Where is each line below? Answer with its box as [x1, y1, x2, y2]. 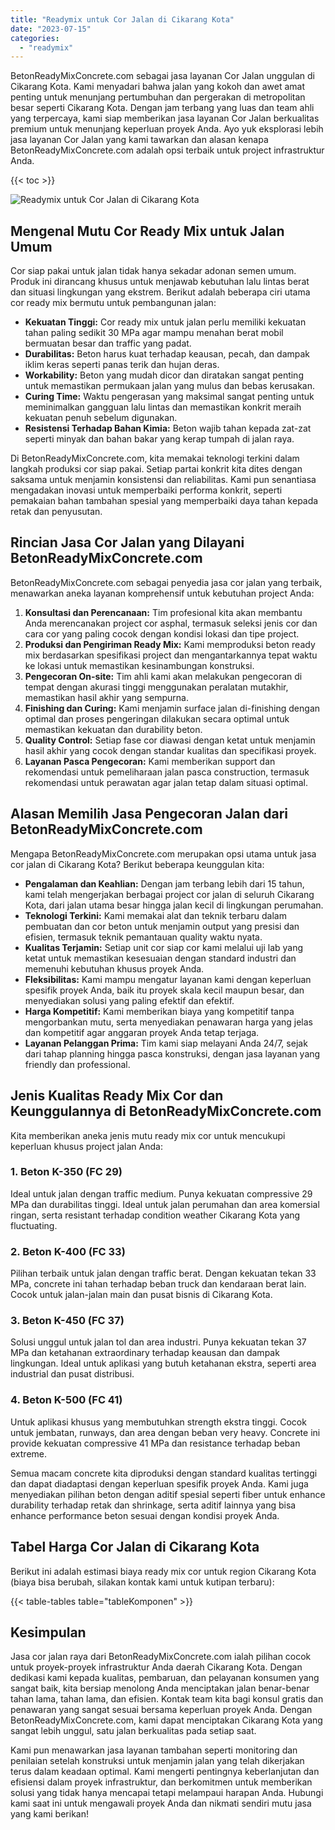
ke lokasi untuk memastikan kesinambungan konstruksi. [24, 659, 255, 671]
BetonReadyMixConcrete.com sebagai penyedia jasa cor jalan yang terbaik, [10, 576, 323, 588]
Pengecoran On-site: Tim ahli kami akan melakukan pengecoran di [24, 670, 303, 682]
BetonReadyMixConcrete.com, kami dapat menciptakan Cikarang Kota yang [10, 1714, 323, 1726]
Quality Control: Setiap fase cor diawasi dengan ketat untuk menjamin [24, 734, 316, 746]
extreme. [10, 1447, 48, 1460]
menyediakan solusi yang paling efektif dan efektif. [24, 994, 235, 1006]
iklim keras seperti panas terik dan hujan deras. [24, 359, 220, 371]
